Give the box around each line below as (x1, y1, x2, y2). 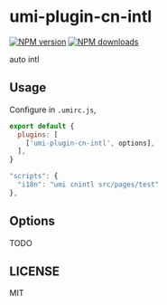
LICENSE (9, 263, 60, 279)
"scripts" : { (9, 172, 59, 181)
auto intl (9, 53, 40, 64)
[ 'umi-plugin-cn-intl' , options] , (25, 138, 155, 148)
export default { (9, 121, 75, 130)
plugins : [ (17, 129, 59, 139)
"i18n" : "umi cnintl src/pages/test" (17, 180, 160, 189)
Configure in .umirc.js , (9, 104, 97, 115)
